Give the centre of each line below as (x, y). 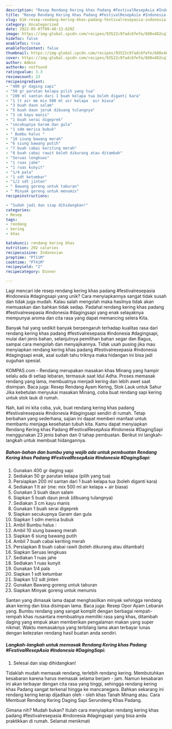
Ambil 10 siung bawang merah (45, 530)
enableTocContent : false (32, 48)
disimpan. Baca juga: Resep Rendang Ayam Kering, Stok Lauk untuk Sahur (84, 387)
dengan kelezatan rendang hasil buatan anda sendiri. (62, 633)
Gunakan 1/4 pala (31, 568)
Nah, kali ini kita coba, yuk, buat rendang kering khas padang (70, 408)
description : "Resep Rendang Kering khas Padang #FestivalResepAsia (80, 10)
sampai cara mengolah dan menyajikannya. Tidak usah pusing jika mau (81, 344)
